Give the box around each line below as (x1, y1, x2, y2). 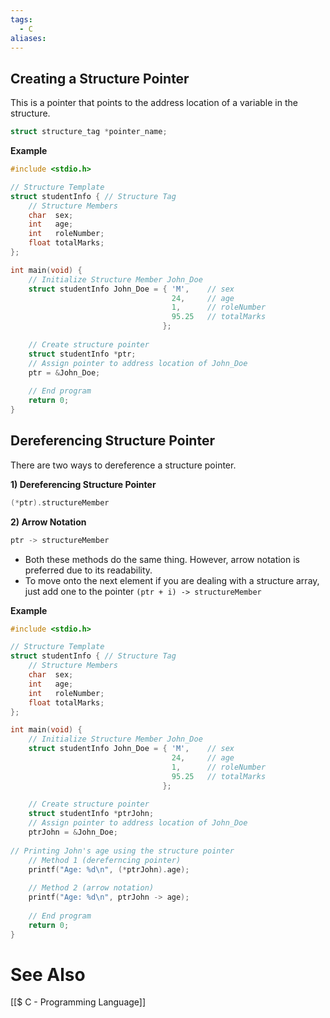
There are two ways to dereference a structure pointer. (10, 459, 237, 471)
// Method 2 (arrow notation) (28, 883, 155, 893)
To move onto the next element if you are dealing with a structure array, (24, 574, 320, 586)
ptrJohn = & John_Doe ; (28, 827, 118, 837)
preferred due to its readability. (24, 564, 153, 576)
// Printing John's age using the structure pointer (10, 846, 235, 856)
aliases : (10, 33, 47, 43)
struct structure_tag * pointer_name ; (10, 127, 168, 137)
